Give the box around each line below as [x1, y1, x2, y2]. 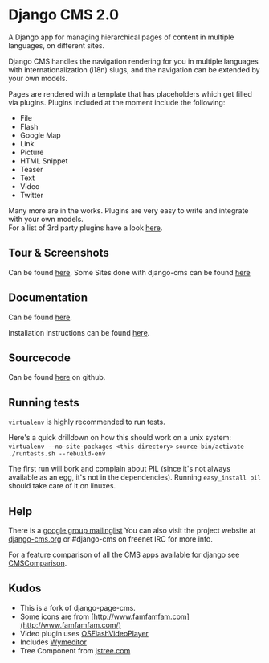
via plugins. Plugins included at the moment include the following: [8, 97, 226, 107]
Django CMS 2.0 [8, 6, 119, 24]
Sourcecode [8, 351, 71, 364]
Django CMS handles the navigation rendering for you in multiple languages [8, 56, 259, 66]
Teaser [19, 164, 43, 174]
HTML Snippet [19, 155, 68, 166]
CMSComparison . [8, 558, 67, 568]
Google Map [19, 130, 62, 140]
